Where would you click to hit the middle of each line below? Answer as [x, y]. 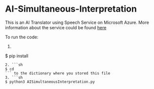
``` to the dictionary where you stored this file [58, 73]
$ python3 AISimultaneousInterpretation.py [50, 82]
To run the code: [22, 37]
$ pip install [17, 56]
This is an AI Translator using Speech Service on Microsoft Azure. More [77, 22]
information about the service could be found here [56, 27]
